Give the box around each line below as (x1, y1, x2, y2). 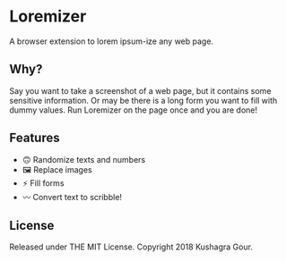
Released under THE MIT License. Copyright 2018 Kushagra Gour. (9, 241, 254, 252)
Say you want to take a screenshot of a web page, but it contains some (9, 85, 272, 96)
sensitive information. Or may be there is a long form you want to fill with (9, 95, 278, 105)
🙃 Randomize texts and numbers (22, 154, 146, 164)
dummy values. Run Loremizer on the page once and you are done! (9, 105, 258, 115)
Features (9, 130, 60, 146)
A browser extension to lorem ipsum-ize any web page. (9, 36, 213, 46)
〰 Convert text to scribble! (22, 191, 123, 202)
